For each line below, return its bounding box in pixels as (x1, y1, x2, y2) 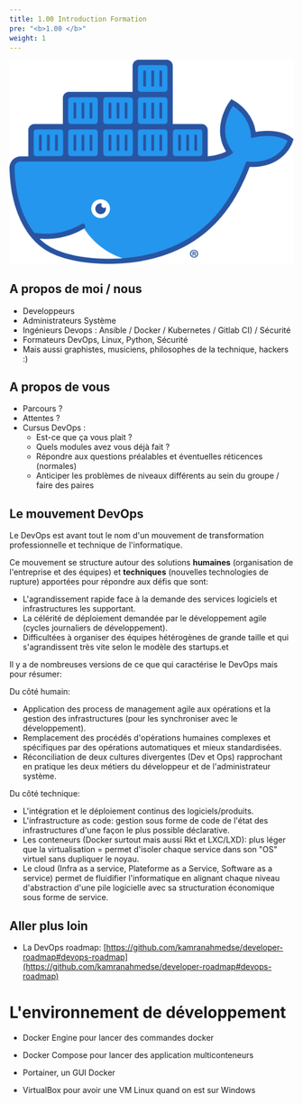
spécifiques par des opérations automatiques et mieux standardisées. (22, 742, 282, 753)
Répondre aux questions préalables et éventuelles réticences (35, 451, 263, 462)
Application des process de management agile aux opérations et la (22, 704, 271, 714)
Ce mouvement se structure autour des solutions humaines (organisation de (9, 557, 294, 568)
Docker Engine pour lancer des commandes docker (22, 1033, 215, 1043)
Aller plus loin (9, 918, 88, 934)
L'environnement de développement (9, 1002, 287, 1023)
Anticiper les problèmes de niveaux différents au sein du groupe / (35, 470, 280, 482)
